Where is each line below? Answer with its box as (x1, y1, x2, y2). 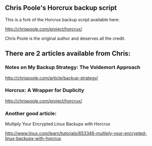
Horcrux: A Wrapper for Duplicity (5, 87, 85, 94)
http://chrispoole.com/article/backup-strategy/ (5, 75, 98, 81)
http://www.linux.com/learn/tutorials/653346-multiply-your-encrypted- (5, 131, 147, 136)
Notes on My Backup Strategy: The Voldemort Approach (5, 64, 140, 71)
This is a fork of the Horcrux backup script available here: (5, 16, 120, 22)
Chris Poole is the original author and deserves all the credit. (5, 35, 126, 41)
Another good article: (5, 110, 57, 117)
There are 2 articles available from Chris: (5, 49, 131, 58)
